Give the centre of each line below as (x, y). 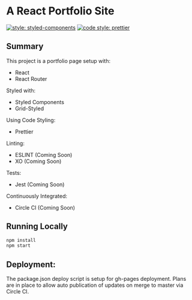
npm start (19, 246)
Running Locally (37, 227)
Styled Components (40, 102)
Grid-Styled (29, 108)
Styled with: (21, 90)
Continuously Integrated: (37, 196)
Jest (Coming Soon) (40, 184)
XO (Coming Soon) (38, 161)
